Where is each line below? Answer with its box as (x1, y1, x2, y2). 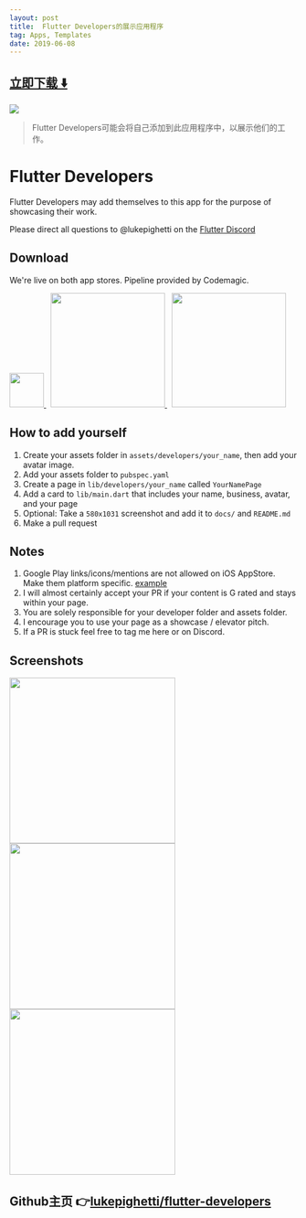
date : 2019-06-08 (9, 38, 76, 48)
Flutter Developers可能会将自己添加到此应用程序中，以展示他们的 (31, 123, 279, 134)
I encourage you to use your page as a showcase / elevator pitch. (22, 616, 269, 627)
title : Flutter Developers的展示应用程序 (9, 22, 164, 31)
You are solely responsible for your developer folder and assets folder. (22, 607, 288, 618)
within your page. (22, 597, 89, 608)
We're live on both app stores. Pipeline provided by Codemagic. (9, 274, 249, 285)
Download (9, 251, 69, 266)
